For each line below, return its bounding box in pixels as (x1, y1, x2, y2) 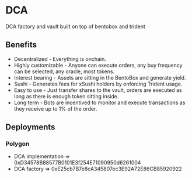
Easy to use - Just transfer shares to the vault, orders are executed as (13, 86, 182, 94)
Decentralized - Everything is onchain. (13, 55, 106, 62)
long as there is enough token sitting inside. (13, 93, 119, 100)
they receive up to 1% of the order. (13, 105, 97, 112)
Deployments (5, 122, 55, 132)
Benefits (5, 40, 37, 50)
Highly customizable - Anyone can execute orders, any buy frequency (13, 61, 183, 69)
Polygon (5, 140, 30, 148)
